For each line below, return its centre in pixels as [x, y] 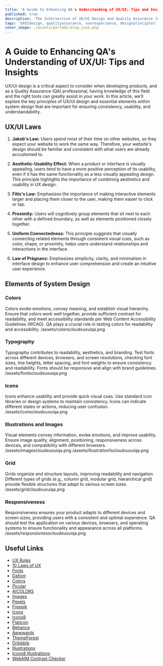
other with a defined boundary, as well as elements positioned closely [82, 219]
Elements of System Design [48, 284]
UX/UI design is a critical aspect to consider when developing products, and [81, 86]
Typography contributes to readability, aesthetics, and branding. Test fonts [80, 352]
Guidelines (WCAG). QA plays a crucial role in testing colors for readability [79, 324]
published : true [21, 14]
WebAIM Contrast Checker [39, 658]
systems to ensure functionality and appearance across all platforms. [74, 528]
